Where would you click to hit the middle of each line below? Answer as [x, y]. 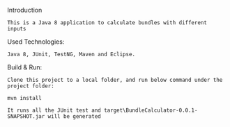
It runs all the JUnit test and [54, 110]
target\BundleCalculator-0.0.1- [151, 110]
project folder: [31, 86]
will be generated [74, 117]
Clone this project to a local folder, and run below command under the [115, 80]
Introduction [25, 10]
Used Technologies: [36, 42]
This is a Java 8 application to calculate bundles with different [107, 23]
